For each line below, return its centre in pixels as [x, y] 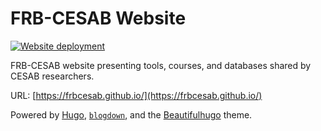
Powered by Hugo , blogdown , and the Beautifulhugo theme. [131, 114]
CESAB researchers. [52, 76]
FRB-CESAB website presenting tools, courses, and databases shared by [161, 65]
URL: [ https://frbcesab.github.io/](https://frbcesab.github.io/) [136, 95]
